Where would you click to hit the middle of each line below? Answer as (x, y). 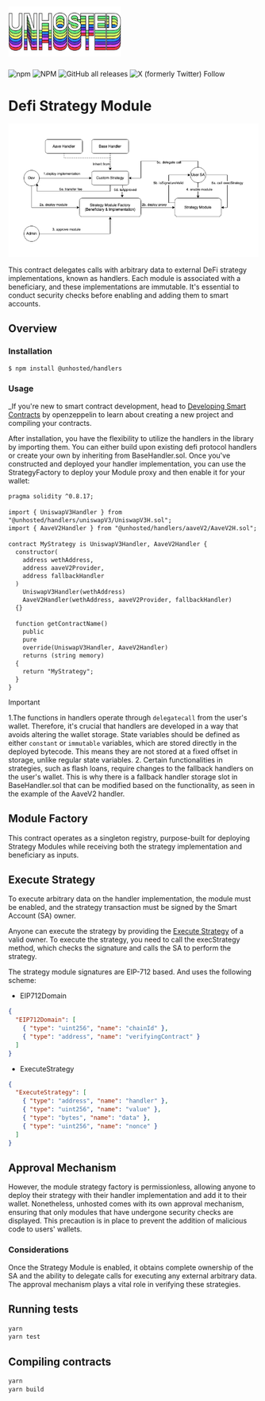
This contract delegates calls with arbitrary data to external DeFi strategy (128, 270)
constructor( (37, 552)
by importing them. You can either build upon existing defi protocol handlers (132, 447)
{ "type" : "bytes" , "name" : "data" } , (86, 1118)
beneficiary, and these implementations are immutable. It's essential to (124, 287)
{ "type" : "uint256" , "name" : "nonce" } (90, 1126)
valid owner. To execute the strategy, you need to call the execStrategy (124, 940)
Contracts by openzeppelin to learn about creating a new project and (121, 414)
